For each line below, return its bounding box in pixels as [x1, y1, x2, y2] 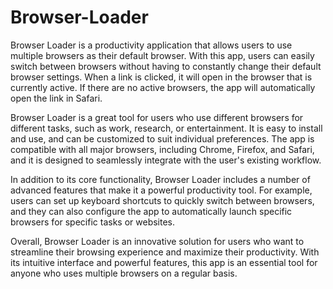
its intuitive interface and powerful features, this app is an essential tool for [10, 256, 318, 268]
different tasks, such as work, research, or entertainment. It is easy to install [10, 122, 323, 134]
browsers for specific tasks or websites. [10, 216, 176, 228]
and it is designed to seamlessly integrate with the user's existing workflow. [10, 154, 322, 166]
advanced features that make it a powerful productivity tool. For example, [10, 184, 313, 196]
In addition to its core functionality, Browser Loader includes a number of [10, 173, 311, 185]
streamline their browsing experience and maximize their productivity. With [10, 246, 320, 258]
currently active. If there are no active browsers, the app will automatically [10, 81, 316, 93]
